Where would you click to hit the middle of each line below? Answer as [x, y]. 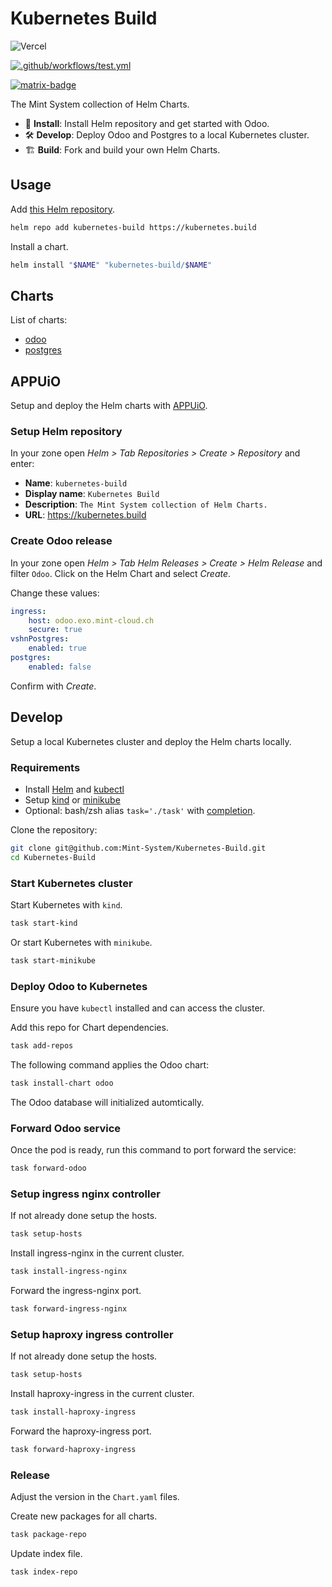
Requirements [45, 767]
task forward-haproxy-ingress [73, 1449]
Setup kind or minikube [72, 799]
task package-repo [48, 1535]
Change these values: [55, 593]
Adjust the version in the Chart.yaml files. [95, 1497]
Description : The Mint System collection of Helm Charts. [146, 504]
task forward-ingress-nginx [69, 1309]
